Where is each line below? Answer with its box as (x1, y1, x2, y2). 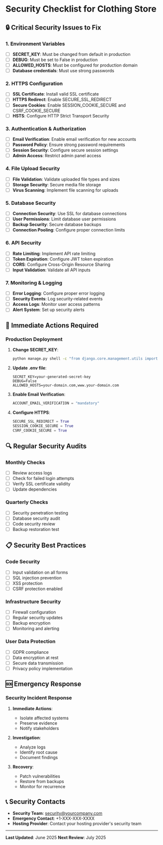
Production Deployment (5, 336, 63, 343)
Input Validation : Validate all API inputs (12, 267, 91, 273)
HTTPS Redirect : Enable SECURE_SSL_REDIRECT (12, 97, 112, 102)
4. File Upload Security (5, 165, 60, 172)
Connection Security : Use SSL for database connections (12, 211, 127, 216)
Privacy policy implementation (12, 665, 73, 671)
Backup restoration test (12, 526, 59, 532)
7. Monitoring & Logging (5, 279, 62, 286)
